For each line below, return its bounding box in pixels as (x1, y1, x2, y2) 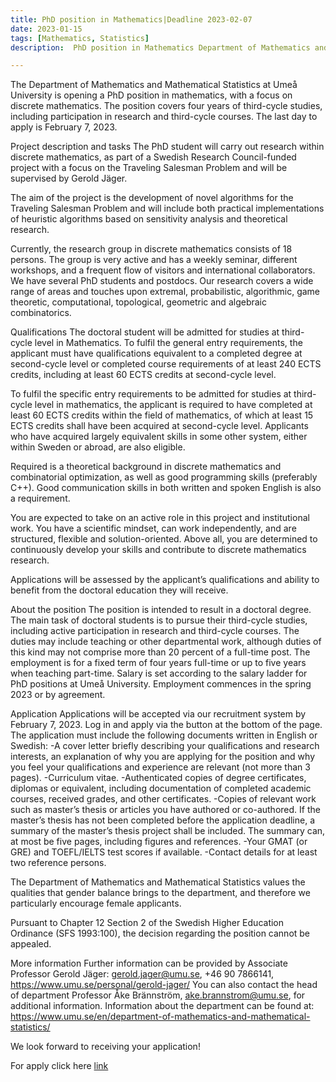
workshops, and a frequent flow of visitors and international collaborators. (10, 264, 316, 276)
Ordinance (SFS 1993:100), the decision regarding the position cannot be (10, 927, 311, 940)
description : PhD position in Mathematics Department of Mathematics (10, 42, 311, 53)
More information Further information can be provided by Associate (10, 957, 288, 970)
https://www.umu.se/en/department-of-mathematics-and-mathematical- (10, 1011, 311, 1023)
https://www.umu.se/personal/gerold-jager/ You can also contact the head (10, 979, 318, 991)
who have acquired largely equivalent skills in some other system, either (10, 431, 308, 443)
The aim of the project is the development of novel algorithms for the (10, 192, 294, 204)
